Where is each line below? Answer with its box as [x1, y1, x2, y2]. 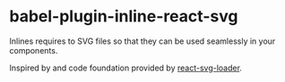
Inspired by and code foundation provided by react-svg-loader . [9, 62, 242, 73]
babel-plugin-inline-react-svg [9, 6, 239, 27]
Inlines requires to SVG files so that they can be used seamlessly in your [9, 36, 276, 46]
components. [9, 45, 58, 55]
